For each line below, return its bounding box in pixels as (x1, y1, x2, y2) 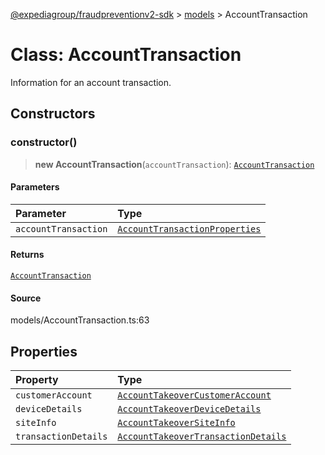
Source (10, 292, 42, 304)
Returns (10, 249, 45, 261)
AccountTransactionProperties (117, 223, 262, 234)
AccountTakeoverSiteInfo (117, 417, 236, 429)
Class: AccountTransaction (10, 44, 242, 66)
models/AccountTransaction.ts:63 (10, 314, 150, 326)
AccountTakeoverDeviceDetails (117, 404, 262, 415)
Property (15, 373, 59, 387)
